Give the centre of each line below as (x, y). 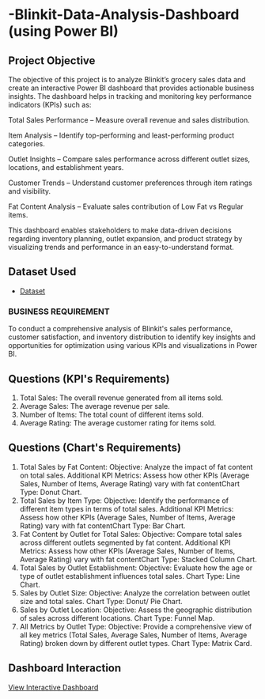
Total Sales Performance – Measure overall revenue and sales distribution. (129, 120)
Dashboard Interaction (65, 669)
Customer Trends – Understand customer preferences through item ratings (131, 183)
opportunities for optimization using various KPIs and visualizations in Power (133, 346)
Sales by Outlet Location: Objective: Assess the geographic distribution (136, 610)
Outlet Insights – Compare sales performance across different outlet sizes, (129, 159)
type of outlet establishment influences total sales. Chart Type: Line (130, 576)
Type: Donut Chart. (51, 492)
